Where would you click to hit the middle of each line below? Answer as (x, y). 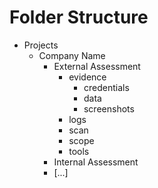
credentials (106, 87)
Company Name (72, 55)
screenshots (109, 108)
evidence (87, 77)
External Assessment (97, 66)
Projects (41, 45)
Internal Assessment (96, 162)
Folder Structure (79, 17)
